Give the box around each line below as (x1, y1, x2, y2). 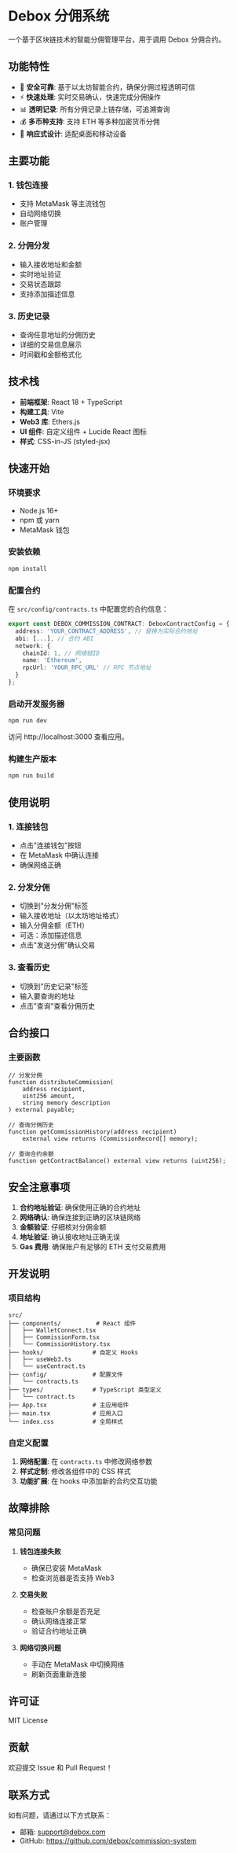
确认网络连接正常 (31, 1616, 87, 1626)
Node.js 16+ (19, 506, 59, 515)
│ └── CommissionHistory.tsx (8, 1340, 111, 1348)
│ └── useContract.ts (8, 1362, 86, 1370)
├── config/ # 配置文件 (8, 1370, 123, 1378)
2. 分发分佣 (8, 881, 50, 892)
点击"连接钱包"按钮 (19, 840, 82, 850)
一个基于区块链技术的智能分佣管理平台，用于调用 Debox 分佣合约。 (8, 35, 226, 44)
